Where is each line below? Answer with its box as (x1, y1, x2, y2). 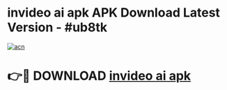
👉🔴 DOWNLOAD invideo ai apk (7, 68, 191, 84)
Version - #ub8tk (7, 19, 108, 35)
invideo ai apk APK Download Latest (7, 5, 221, 21)
